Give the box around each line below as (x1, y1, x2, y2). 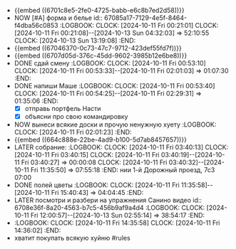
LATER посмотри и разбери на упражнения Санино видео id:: (14, 196, 202, 205)
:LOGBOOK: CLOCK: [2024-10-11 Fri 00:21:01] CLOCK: (59, 21, 219, 29)
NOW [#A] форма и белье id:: (14, 14, 103, 22)
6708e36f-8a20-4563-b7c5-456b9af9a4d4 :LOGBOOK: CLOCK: (14, 203, 205, 212)
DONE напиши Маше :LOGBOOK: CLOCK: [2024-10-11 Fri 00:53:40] (14, 82, 215, 90)
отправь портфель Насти (24, 105, 101, 112)
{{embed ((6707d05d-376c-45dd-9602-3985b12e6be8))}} (14, 51, 188, 60)
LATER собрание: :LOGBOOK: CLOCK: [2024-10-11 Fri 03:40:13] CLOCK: (14, 143, 229, 152)
